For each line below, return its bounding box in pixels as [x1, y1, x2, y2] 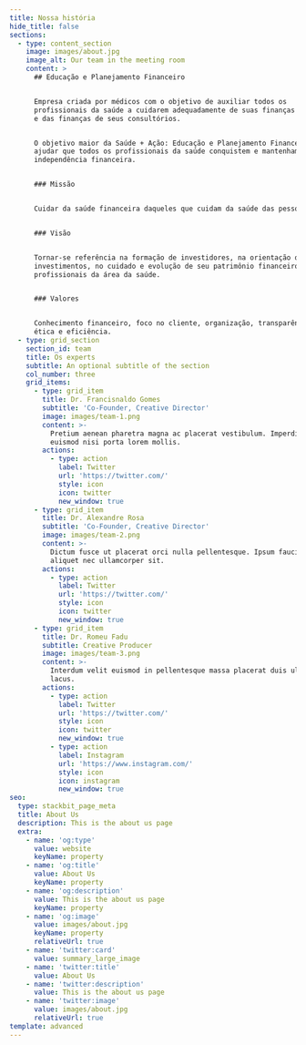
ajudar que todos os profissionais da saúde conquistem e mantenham [33, 147, 300, 156]
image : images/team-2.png [42, 530, 141, 540]
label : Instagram [57, 751, 125, 760]
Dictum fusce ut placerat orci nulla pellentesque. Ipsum [49, 548, 275, 557]
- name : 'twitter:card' [25, 946, 117, 955]
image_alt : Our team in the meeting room [25, 56, 185, 65]
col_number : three [25, 370, 96, 379]
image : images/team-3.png [42, 649, 141, 659]
